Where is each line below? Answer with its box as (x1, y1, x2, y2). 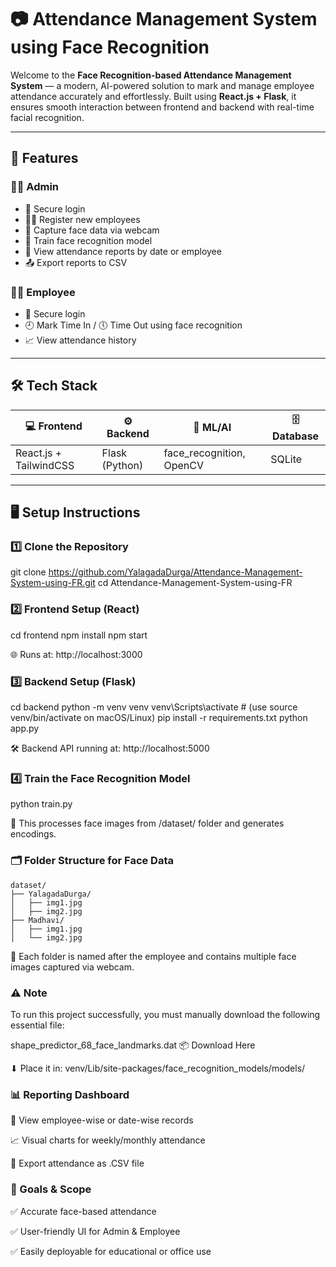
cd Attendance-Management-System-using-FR (97, 577, 293, 589)
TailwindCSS (15, 458, 75, 472)
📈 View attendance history (24, 334, 137, 346)
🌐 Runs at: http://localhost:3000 (10, 648, 143, 660)
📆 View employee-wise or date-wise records (10, 1114, 194, 1126)
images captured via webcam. (10, 961, 135, 973)
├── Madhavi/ (10, 915, 65, 925)
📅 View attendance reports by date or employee (24, 245, 222, 257)
